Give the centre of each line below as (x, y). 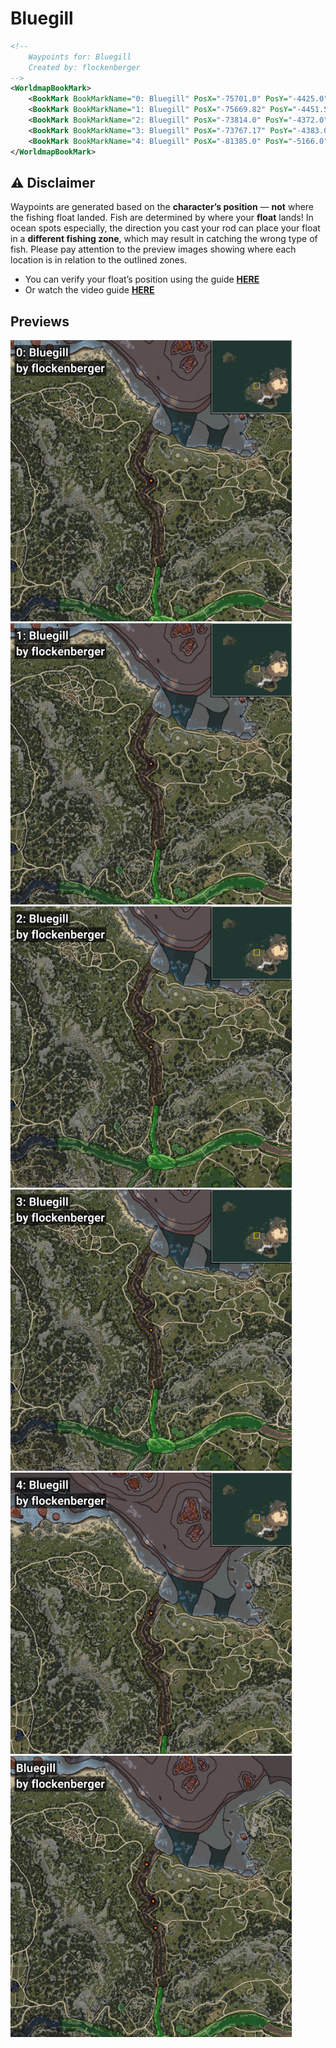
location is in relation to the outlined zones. (99, 260)
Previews (40, 321)
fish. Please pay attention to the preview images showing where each (153, 249)
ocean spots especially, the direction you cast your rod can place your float (165, 228)
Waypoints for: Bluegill (80, 57)
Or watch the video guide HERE (89, 290)
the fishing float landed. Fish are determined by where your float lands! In (162, 218)
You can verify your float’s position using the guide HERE (142, 279)
